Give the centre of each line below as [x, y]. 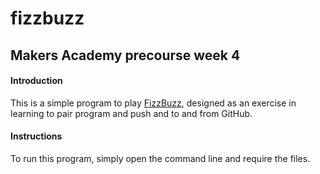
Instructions [36, 136]
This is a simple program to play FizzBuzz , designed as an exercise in [153, 103]
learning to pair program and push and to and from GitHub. [131, 113]
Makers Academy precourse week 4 [125, 55]
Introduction [36, 81]
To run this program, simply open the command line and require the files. [160, 158]
